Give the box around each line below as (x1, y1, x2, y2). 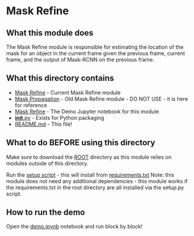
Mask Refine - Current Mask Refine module (14, 89, 121, 96)
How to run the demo (6, 208, 85, 218)
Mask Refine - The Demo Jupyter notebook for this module (14, 108, 159, 115)
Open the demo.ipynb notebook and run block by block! (6, 223, 143, 230)
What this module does (6, 28, 94, 38)
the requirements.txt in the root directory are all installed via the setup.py (6, 184, 185, 191)
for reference (14, 101, 47, 109)
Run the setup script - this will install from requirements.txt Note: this (6, 171, 174, 178)
